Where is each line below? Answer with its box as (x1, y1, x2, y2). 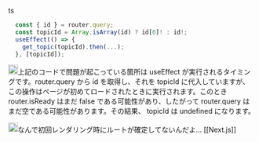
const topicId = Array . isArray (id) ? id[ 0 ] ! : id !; (15, 28, 188, 36)
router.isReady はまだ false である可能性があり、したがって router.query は (8, 96, 250, 106)
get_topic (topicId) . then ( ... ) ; (22, 42, 125, 51)
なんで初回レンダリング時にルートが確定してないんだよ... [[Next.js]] (17, 125, 237, 134)
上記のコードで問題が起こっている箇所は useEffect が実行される (17, 67, 224, 76)
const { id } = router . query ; (15, 21, 114, 29)
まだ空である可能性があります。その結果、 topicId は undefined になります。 (8, 106, 255, 115)
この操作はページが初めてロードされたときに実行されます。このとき (8, 86, 228, 96)
